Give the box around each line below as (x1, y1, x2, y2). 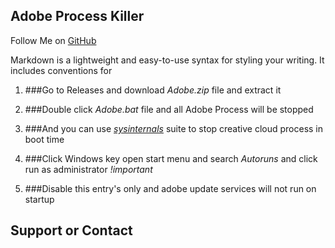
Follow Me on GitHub (10, 34, 97, 46)
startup (24, 193, 55, 205)
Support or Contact (10, 222, 133, 239)
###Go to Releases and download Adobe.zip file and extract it (24, 84, 282, 96)
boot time (24, 133, 65, 145)
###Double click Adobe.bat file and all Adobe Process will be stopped (24, 103, 314, 115)
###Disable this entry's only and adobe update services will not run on (24, 182, 317, 194)
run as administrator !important (24, 163, 153, 175)
